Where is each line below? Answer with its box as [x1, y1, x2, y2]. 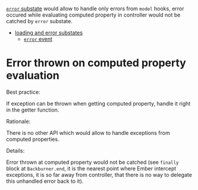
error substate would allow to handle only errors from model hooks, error [6, 5, 184, 12]
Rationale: [6, 118, 31, 125]
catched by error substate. [6, 18, 73, 24]
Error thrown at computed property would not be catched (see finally [6, 159, 180, 166]
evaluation [6, 69, 59, 83]
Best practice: [6, 88, 40, 96]
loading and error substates [14, 29, 83, 36]
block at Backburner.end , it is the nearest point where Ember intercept [6, 164, 177, 172]
